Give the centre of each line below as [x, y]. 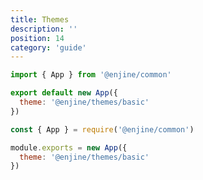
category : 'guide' [48, 47]
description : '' [44, 29]
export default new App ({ [64, 93]
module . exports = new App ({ [69, 147]
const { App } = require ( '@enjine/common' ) [102, 129]
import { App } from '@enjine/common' [91, 75]
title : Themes [40, 19]
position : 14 [37, 38]
